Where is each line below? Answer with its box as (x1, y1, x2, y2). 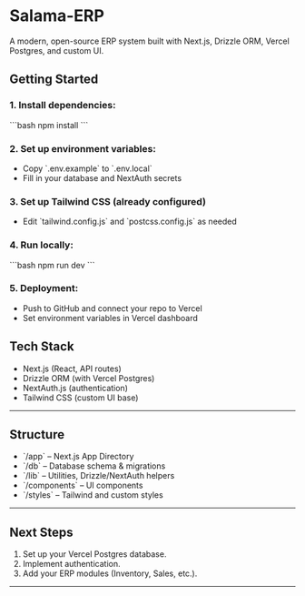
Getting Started (9, 72, 99, 87)
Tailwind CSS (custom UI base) (22, 392, 139, 403)
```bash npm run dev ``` (9, 259, 95, 270)
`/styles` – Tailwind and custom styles (22, 490, 163, 500)
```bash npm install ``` (9, 119, 89, 130)
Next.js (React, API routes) (22, 363, 123, 374)
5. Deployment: (9, 282, 79, 295)
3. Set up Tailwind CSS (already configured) (9, 195, 207, 207)
